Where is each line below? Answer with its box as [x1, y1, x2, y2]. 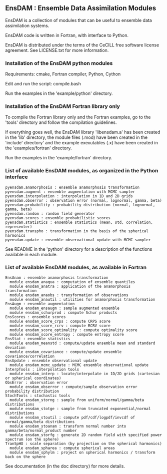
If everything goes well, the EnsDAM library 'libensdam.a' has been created [5, 129, 160, 135]
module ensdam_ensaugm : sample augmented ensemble [9, 306, 120, 311]
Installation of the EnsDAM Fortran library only [5, 103, 120, 110]
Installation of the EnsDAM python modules [5, 59, 113, 66]
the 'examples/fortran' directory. [5, 145, 72, 151]
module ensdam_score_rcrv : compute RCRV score [9, 323, 111, 328]
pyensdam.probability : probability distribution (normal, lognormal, [5, 202, 155, 207]
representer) [5, 224, 32, 229]
